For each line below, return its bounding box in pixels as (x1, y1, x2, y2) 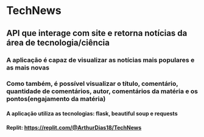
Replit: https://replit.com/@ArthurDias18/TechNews (6, 124, 142, 131)
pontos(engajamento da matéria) (6, 95, 106, 104)
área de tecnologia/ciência (6, 37, 110, 47)
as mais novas (6, 63, 50, 72)
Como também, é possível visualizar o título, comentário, (6, 80, 178, 88)
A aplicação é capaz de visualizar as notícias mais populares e (6, 55, 195, 64)
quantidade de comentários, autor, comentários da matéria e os (6, 87, 198, 96)
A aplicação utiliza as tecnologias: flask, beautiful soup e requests (6, 110, 178, 118)
